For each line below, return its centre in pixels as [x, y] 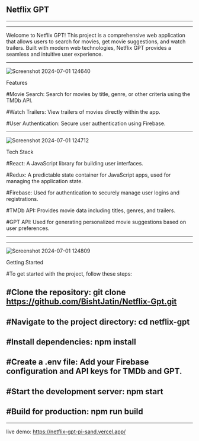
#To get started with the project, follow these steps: [69, 274]
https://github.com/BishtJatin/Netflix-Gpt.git [92, 302]
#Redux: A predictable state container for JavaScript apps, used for [89, 175]
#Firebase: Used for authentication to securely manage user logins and [93, 193]
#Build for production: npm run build [75, 412]
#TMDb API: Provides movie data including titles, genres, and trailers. [91, 210]
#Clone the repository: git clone [66, 293]
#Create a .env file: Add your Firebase [78, 362]
